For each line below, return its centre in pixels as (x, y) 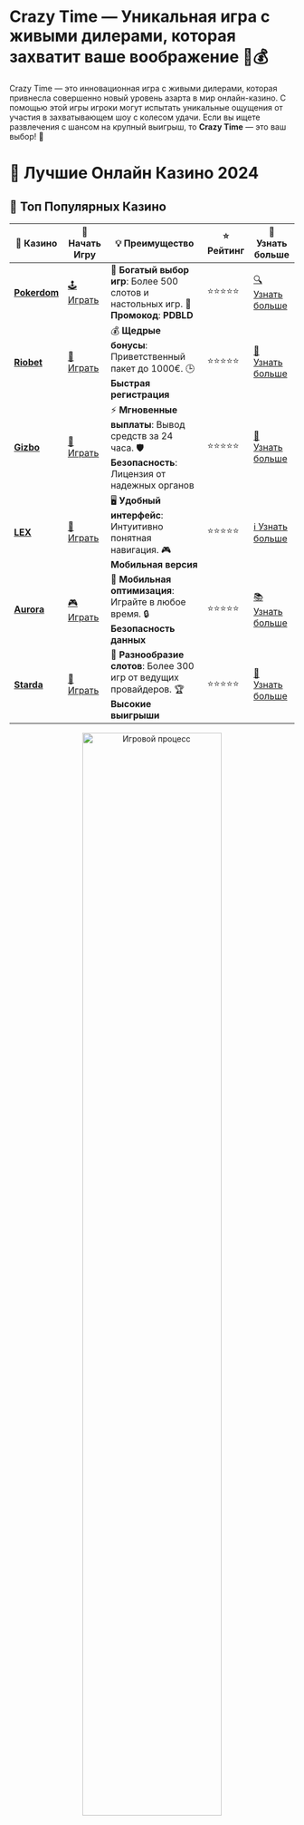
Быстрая (130, 383)
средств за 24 (142, 435)
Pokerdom (37, 292)
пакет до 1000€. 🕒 (152, 368)
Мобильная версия (154, 564)
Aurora (29, 609)
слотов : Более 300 (152, 665)
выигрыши (135, 715)
